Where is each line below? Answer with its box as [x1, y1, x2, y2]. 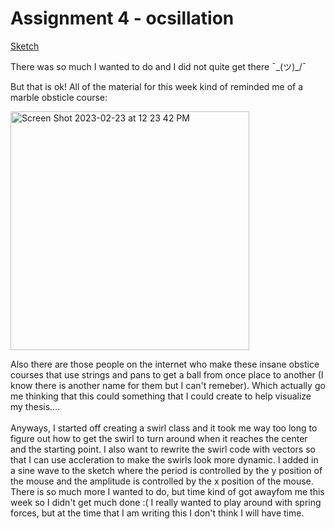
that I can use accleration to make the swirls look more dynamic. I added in [10, 453, 319, 466]
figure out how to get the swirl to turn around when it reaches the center [10, 432, 308, 444]
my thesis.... [10, 400, 61, 412]
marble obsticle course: [10, 91, 108, 103]
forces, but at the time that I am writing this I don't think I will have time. [10, 507, 305, 519]
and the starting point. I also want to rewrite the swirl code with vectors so [10, 443, 316, 455]
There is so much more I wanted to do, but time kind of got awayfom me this [10, 485, 325, 497]
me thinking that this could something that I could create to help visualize [10, 390, 312, 402]
